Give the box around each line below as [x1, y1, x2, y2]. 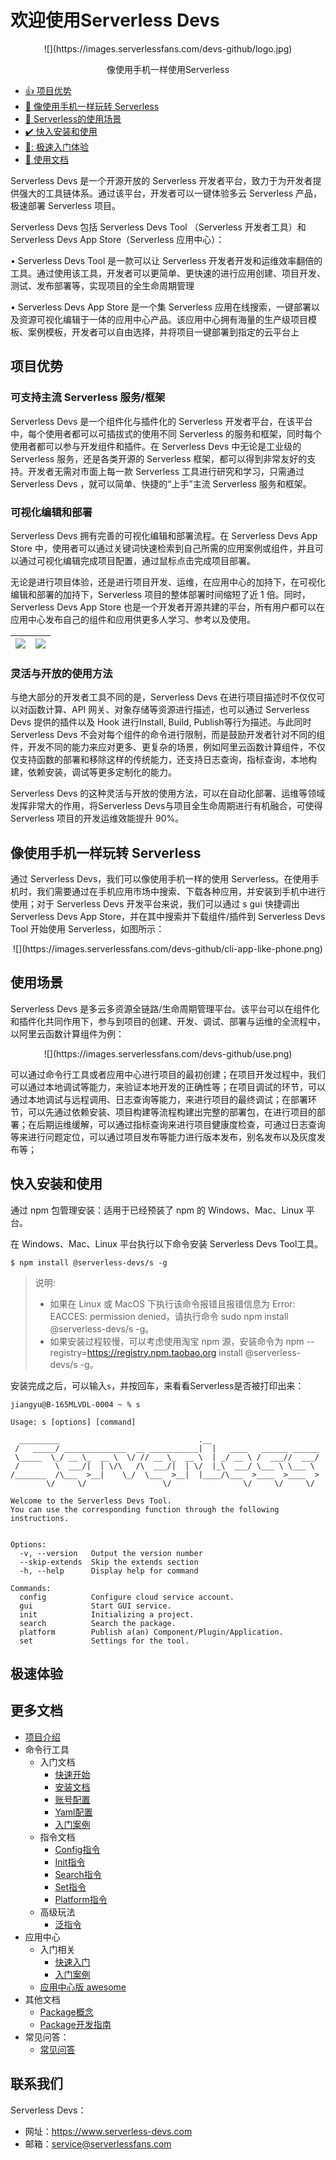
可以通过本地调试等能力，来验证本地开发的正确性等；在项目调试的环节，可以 [10, 1081, 326, 1093]
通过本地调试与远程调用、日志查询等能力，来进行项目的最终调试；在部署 [10, 1093, 308, 1105]
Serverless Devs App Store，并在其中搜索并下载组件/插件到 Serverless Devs [10, 911, 326, 923]
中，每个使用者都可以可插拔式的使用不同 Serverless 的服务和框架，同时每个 [10, 427, 323, 440]
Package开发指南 [39, 2018, 112, 2030]
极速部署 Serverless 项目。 [10, 199, 122, 211]
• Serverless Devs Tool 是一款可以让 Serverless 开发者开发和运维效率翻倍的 [10, 254, 323, 266]
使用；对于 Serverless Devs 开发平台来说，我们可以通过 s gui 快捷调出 [10, 898, 300, 910]
